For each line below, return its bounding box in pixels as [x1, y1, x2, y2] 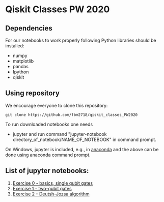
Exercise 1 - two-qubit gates [12, 185, 72, 191]
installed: [5, 43, 24, 49]
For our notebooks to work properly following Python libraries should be [5, 37, 156, 43]
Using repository [5, 89, 60, 98]
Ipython [12, 69, 29, 75]
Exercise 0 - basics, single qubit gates [12, 180, 93, 186]
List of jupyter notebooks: [5, 166, 89, 175]
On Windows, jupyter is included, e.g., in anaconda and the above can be [5, 146, 159, 152]
